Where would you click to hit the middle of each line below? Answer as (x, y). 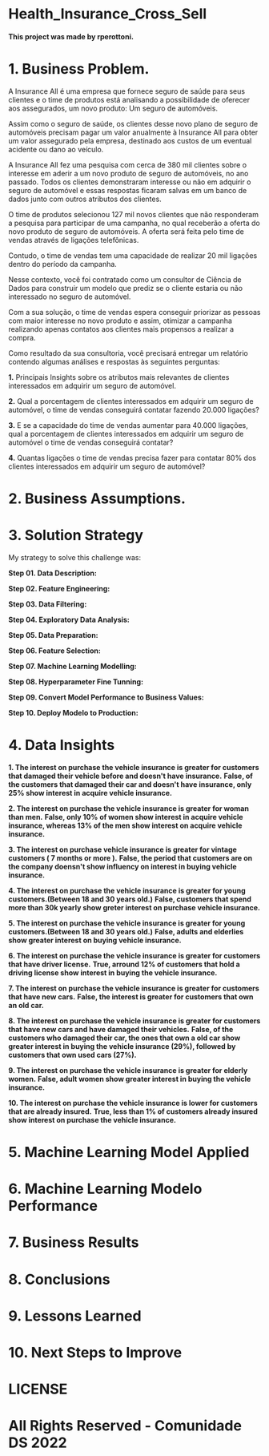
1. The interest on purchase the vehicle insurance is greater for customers (134, 767)
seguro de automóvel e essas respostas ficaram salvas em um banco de (128, 190)
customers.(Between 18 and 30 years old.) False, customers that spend (130, 899)
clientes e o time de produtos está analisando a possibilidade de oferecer (129, 99)
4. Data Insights (62, 745)
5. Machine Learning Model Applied (129, 1152)
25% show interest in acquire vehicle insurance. (90, 793)
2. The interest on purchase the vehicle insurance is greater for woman (129, 808)
